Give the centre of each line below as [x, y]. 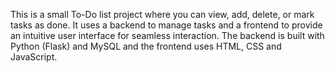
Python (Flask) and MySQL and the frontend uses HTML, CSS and [146, 46]
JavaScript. [34, 57]
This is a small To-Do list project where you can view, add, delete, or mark [162, 14]
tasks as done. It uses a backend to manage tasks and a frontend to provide [166, 25]
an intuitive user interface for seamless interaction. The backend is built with [167, 35]
